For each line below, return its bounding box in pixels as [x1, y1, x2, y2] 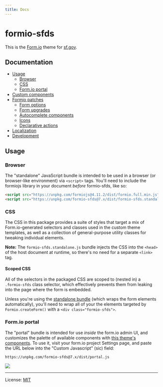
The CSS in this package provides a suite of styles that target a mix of [5, 219, 145, 225]
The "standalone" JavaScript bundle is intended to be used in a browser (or [5, 173, 156, 179]
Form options [19, 102, 46, 108]
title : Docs [5, 7, 29, 12]
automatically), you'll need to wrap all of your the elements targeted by [5, 302, 147, 307]
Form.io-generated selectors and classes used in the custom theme [5, 224, 141, 231]
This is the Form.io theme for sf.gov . [5, 44, 77, 50]
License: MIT [5, 377, 31, 383]
